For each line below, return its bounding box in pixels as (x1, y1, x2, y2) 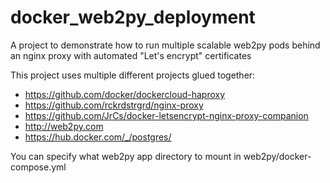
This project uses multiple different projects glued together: (10, 69, 256, 81)
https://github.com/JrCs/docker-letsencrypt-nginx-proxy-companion (24, 109, 309, 121)
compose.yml (10, 161, 67, 173)
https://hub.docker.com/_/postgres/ (24, 131, 172, 143)
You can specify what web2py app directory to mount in (10, 150, 242, 162)
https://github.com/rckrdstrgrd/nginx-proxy (24, 99, 204, 111)
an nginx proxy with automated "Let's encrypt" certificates (10, 49, 252, 61)
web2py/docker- (243, 150, 312, 162)
